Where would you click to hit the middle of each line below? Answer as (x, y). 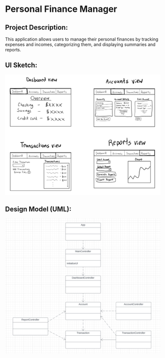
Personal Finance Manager (61, 9)
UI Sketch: (21, 65)
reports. (13, 50)
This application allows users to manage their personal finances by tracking (82, 39)
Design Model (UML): (38, 209)
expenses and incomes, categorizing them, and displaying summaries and (81, 45)
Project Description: (36, 27)
